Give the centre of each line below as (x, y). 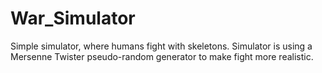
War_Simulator (73, 18)
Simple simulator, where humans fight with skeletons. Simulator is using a (161, 46)
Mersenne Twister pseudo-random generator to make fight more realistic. (162, 56)
